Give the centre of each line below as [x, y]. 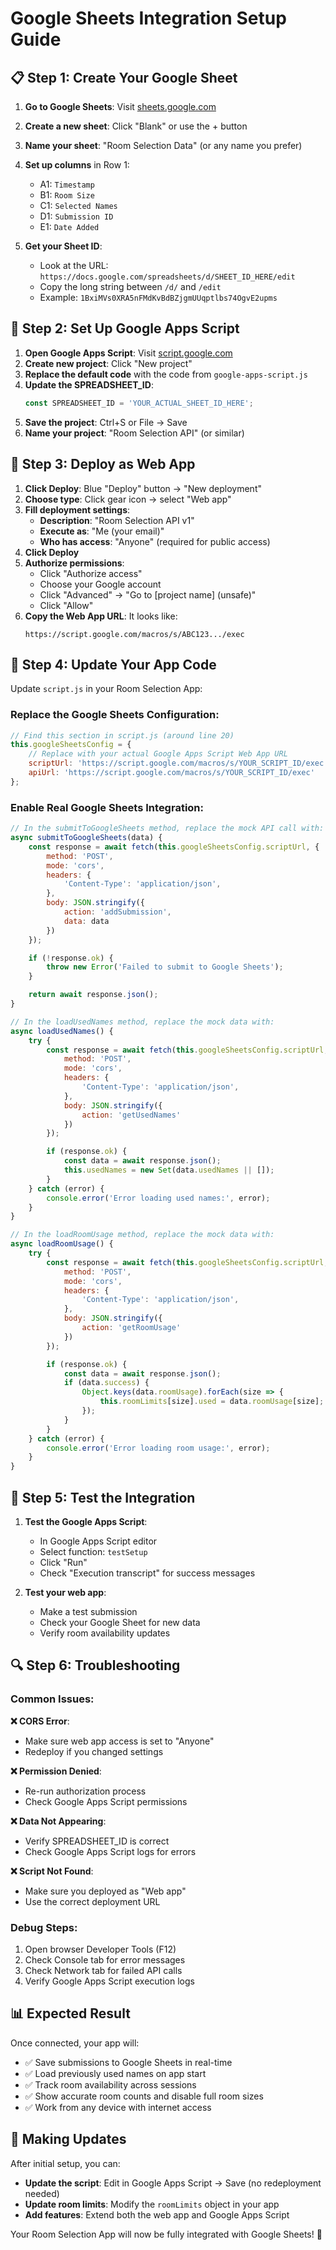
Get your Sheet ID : [63, 246]
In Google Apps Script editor [98, 1541]
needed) [42, 2193]
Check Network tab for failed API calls [103, 1970]
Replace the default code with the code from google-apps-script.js [166, 374]
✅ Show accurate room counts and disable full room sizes [144, 2096]
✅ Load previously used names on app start [115, 2073]
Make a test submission [88, 1611]
